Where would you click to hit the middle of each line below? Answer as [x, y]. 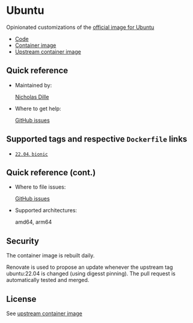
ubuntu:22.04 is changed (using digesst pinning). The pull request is [91, 274]
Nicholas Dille [32, 96]
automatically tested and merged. [48, 280]
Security [23, 241]
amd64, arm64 [33, 222]
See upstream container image [44, 313]
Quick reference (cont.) [51, 172]
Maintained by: [33, 85]
